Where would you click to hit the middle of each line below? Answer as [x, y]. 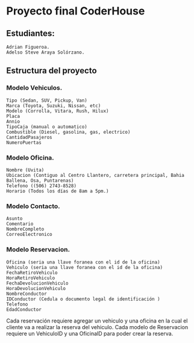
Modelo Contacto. [33, 206]
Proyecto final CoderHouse [76, 11]
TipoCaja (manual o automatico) [47, 127]
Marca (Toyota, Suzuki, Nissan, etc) [54, 106]
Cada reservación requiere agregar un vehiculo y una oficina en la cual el [97, 321]
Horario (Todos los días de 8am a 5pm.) [58, 191]
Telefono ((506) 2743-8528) [42, 186]
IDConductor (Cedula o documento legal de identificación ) [83, 299]
